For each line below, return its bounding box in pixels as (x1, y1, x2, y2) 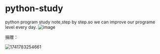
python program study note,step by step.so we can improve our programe (5, 19, 156, 25)
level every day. (5, 24, 37, 30)
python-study (5, 3, 64, 14)
